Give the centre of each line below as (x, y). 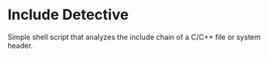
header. (20, 45)
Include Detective (68, 15)
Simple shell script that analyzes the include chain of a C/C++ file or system (134, 37)
